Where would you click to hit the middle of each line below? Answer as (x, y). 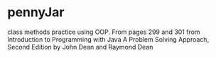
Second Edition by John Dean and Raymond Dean (80, 47)
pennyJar (36, 12)
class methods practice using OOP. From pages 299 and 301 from (104, 32)
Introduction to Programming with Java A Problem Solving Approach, (108, 39)
